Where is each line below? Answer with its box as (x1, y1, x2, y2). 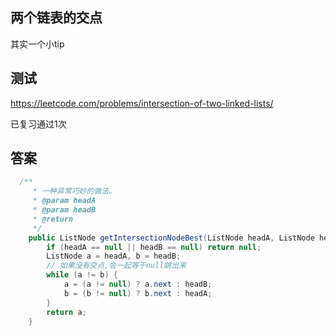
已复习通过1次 (10, 118, 67, 130)
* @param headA (32, 196, 97, 206)
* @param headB (32, 205, 97, 215)
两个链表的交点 (10, 9, 103, 27)
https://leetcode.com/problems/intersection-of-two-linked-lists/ (10, 97, 274, 109)
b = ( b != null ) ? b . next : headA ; (63, 288, 213, 298)
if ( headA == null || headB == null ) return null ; (46, 242, 262, 252)
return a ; (46, 307, 87, 317)
